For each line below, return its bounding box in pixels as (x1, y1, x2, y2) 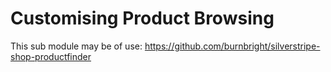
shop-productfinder (10, 50, 92, 62)
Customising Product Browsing (10, 7, 275, 30)
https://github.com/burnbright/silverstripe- (144, 40, 321, 52)
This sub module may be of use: (10, 40, 143, 52)
